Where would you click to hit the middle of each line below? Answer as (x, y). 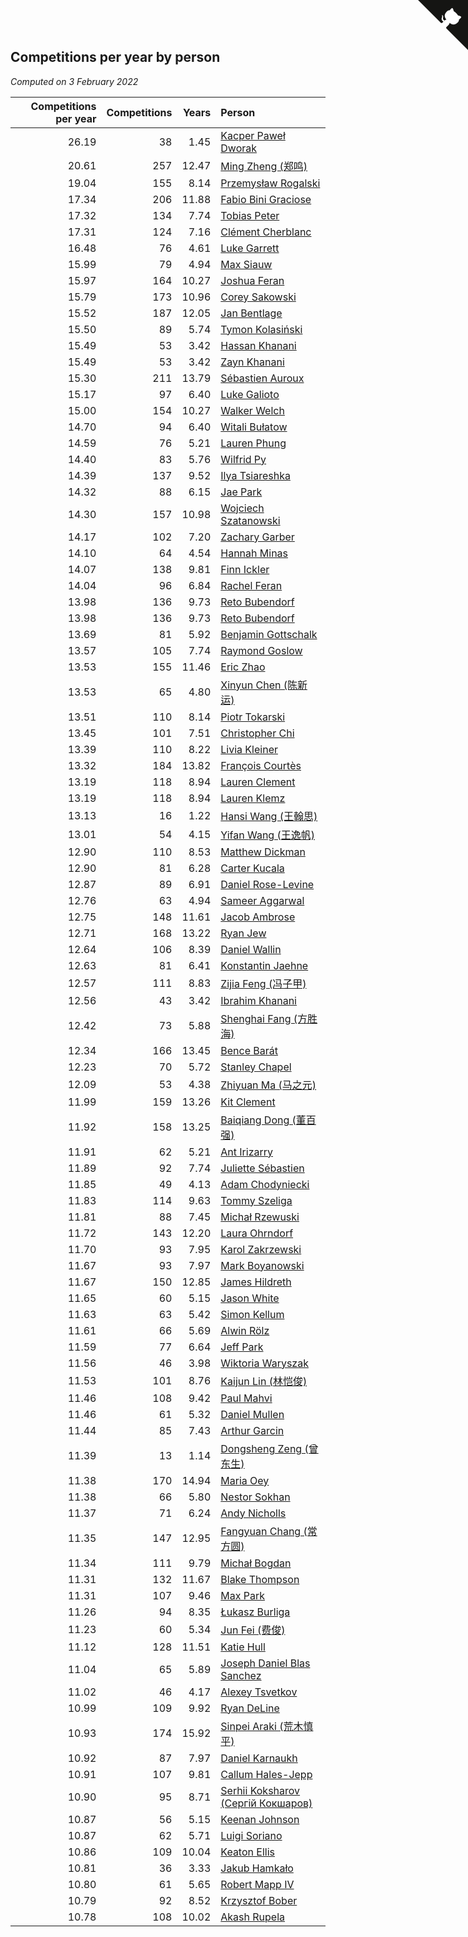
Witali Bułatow (254, 427)
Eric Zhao (243, 667)
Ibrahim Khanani (258, 1000)
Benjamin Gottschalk (269, 634)
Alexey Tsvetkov (259, 1692)
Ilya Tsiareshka (255, 475)
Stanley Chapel (256, 1067)
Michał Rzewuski (260, 1217)
